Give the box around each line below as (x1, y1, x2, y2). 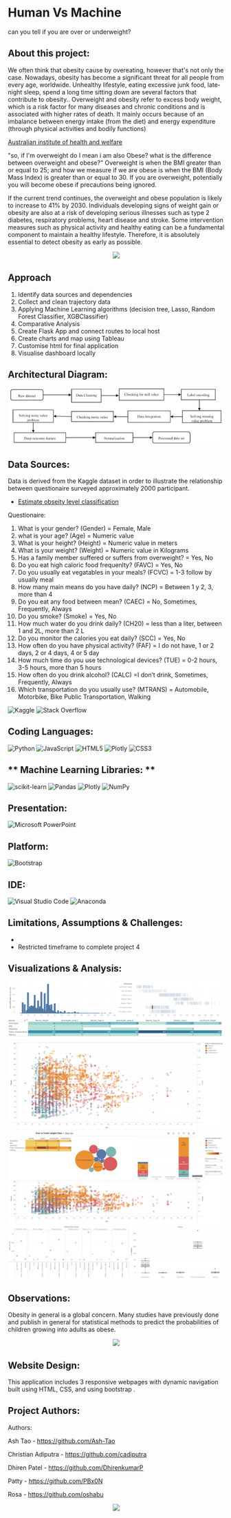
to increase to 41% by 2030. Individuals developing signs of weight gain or (8, 201, 219, 209)
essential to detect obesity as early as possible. (8, 238, 143, 246)
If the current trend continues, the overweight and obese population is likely (8, 194, 223, 202)
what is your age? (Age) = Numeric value (17, 532, 135, 540)
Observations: (8, 1292, 71, 1304)
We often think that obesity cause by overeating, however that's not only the (8, 65, 224, 74)
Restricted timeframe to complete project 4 (17, 943, 140, 951)
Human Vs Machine (8, 5, 122, 21)
